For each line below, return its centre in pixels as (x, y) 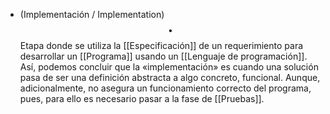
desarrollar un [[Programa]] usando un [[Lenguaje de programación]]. (163, 56)
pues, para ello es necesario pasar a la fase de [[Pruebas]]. (142, 98)
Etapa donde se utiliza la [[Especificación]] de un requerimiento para (161, 45)
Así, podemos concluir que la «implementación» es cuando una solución (169, 67)
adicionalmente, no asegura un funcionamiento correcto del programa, (165, 88)
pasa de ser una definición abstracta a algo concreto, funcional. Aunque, (170, 77)
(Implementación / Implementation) (92, 14)
